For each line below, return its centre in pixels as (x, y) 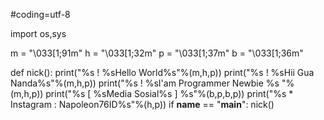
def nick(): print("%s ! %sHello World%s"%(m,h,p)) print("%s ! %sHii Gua (162, 72)
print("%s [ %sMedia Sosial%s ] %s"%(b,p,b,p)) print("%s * (169, 93)
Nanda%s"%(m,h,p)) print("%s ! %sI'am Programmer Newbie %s (145, 83)
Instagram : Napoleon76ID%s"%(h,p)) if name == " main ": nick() (142, 104)
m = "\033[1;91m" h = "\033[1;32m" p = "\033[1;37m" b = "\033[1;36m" (157, 53)
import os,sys (38, 33)
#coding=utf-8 (40, 14)
